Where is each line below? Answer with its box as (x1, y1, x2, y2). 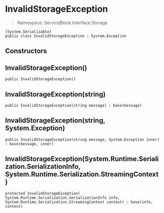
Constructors (5, 47, 47, 55)
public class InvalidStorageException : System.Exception (5, 33, 127, 38)
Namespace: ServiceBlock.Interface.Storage (17, 20, 108, 26)
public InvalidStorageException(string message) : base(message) (5, 103, 142, 108)
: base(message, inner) (5, 141, 54, 146)
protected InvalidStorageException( (5, 191, 80, 196)
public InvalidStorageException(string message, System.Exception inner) (5, 137, 160, 142)
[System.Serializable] (5, 29, 52, 34)
